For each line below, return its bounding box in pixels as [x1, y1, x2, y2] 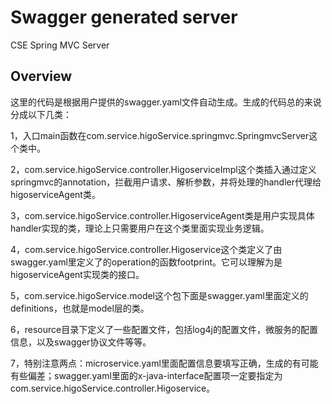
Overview [10, 68, 73, 85]
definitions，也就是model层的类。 [10, 302, 150, 314]
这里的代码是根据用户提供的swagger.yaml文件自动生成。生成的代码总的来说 [10, 96, 322, 108]
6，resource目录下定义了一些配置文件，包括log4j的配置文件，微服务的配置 [10, 323, 318, 335]
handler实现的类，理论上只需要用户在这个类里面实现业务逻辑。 [10, 222, 270, 234]
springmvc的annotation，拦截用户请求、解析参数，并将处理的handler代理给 [10, 176, 322, 188]
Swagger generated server [10, 6, 238, 29]
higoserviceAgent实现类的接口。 [10, 268, 145, 280]
